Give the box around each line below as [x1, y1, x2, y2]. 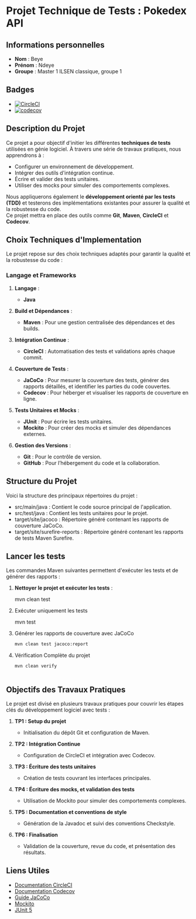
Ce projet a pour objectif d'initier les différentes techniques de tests [6, 139, 171, 146]
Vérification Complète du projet [14, 652, 91, 659]
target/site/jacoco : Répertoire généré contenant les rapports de [14, 516, 169, 523]
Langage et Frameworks [6, 271, 77, 280]
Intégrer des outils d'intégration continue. [14, 169, 115, 176]
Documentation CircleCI [14, 881, 73, 889]
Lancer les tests [6, 551, 66, 561]
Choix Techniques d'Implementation [6, 235, 142, 245]
